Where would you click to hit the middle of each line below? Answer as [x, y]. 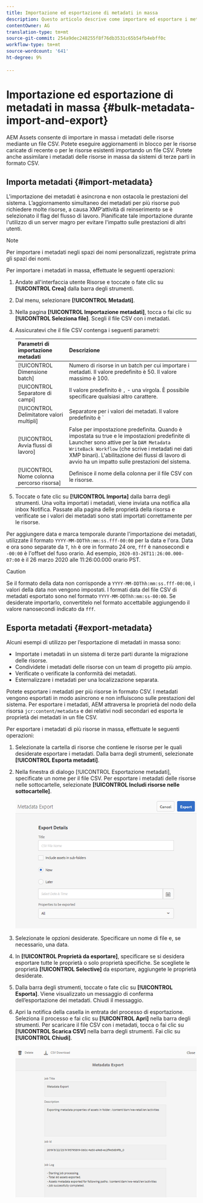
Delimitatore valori [40, 415]
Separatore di [35, 393]
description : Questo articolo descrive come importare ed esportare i [97, 19]
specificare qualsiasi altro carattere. [114, 396]
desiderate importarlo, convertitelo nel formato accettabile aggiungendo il [98, 602]
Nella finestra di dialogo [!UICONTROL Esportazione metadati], [93, 772]
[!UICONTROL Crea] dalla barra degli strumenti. [75, 288]
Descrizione [85, 350]
